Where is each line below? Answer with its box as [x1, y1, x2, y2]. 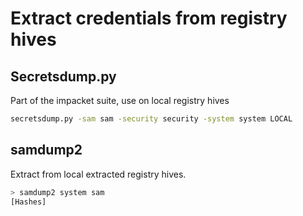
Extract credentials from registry [10, 7, 288, 30]
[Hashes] [10, 197, 47, 207]
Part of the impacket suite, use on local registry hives [10, 95, 230, 106]
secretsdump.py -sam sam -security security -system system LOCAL [10, 114, 293, 124]
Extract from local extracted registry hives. [10, 168, 187, 180]
